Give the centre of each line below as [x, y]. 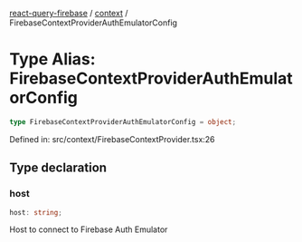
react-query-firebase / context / [69, 13]
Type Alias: [53, 59]
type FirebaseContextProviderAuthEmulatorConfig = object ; [123, 121]
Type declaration [58, 168]
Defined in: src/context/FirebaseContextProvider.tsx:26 [112, 139]
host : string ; [36, 212]
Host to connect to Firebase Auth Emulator [89, 229]
